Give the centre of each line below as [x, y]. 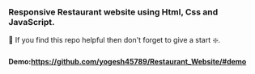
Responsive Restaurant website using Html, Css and [113, 12]
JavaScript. [32, 22]
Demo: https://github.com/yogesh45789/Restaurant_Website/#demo [127, 61]
